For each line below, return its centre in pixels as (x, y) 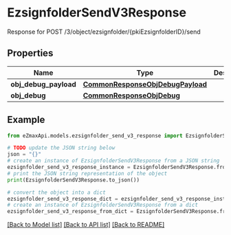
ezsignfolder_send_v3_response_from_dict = (70, 212)
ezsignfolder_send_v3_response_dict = (63, 199)
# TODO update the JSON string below (61, 148)
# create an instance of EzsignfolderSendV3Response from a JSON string (113, 161)
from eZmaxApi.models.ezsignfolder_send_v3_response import (95, 135)
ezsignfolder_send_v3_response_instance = (69, 167)
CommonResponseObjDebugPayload (145, 84)
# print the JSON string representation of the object (87, 173)
